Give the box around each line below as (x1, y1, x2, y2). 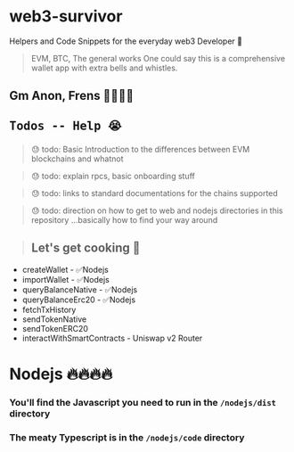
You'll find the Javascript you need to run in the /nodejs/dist (9, 396, 276, 408)
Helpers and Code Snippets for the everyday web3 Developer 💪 (9, 36, 243, 46)
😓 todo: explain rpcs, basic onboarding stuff (30, 170, 196, 181)
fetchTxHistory (21, 304, 77, 315)
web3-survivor (9, 6, 123, 27)
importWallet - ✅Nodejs (21, 274, 110, 284)
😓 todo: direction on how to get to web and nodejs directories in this (30, 205, 283, 216)
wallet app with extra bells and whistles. (30, 62, 178, 73)
